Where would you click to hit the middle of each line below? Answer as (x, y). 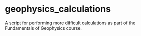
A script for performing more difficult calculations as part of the (70, 23)
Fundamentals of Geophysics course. (44, 28)
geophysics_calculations (58, 9)
